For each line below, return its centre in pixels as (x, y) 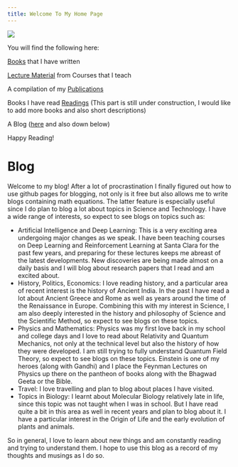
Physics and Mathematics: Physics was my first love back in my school (121, 328)
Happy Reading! (31, 138)
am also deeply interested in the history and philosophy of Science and (121, 313)
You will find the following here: (53, 48)
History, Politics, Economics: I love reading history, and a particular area (123, 283)
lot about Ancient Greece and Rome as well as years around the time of (122, 298)
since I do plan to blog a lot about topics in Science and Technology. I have (117, 209)
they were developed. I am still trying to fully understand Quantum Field (122, 351)
